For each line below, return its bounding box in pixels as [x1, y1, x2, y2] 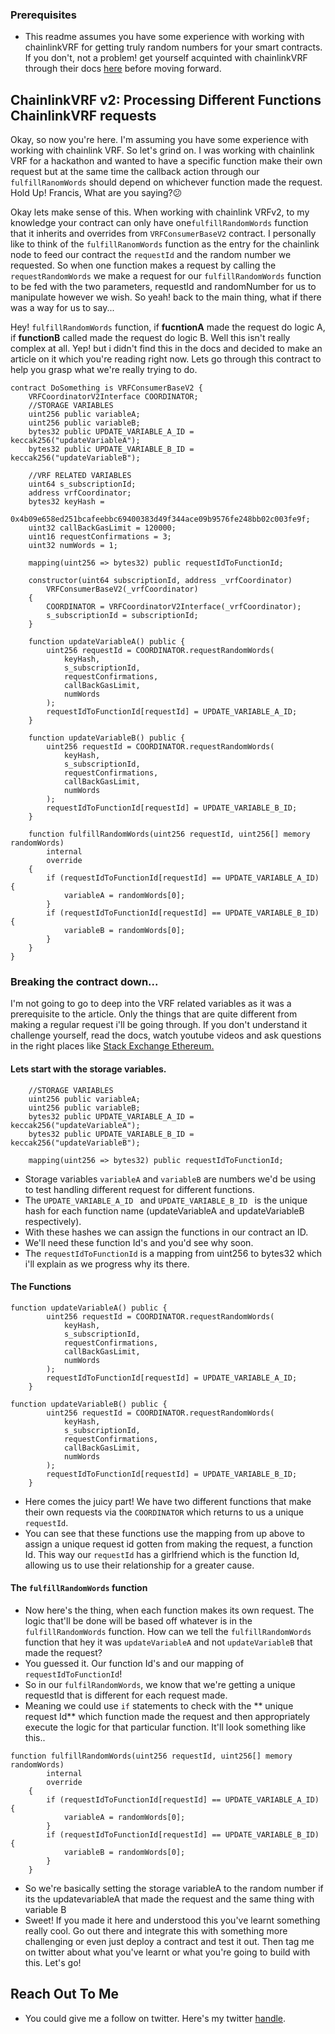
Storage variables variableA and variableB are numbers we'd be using [24, 1173, 317, 1185]
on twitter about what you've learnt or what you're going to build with [24, 1946, 311, 1958]
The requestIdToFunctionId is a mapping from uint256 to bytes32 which [24, 1247, 322, 1259]
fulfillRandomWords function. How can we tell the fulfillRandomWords [24, 1626, 312, 1638]
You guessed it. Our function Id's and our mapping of [24, 1658, 245, 1670]
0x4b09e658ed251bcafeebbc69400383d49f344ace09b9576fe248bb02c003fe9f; [10, 514, 311, 525]
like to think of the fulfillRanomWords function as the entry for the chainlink [10, 238, 320, 250]
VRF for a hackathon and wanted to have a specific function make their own [10, 155, 323, 167]
